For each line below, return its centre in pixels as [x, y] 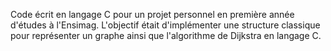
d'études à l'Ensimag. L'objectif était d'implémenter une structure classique [165, 25]
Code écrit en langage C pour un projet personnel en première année [152, 14]
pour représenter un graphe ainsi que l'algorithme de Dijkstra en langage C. [166, 35]
